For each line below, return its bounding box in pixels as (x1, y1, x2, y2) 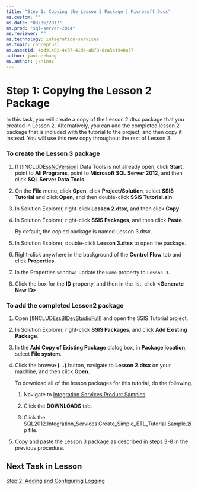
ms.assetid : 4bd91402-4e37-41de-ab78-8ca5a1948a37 (6, 47, 134, 53)
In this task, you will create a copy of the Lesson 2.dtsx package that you (6, 116, 184, 123)
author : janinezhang (6, 53, 58, 59)
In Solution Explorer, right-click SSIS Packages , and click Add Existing (14, 326, 188, 334)
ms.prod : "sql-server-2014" (6, 25, 76, 31)
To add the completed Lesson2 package (6, 301, 124, 309)
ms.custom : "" (6, 14, 41, 20)
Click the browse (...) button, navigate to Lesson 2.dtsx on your (14, 362, 171, 369)
